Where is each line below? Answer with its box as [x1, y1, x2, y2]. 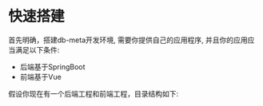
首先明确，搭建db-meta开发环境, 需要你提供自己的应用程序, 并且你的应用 [8, 35, 248, 45]
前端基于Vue [19, 72, 62, 81]
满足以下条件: [14, 45, 60, 54]
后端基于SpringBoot [19, 61, 86, 72]
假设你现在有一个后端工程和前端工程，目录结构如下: [8, 88, 179, 98]
